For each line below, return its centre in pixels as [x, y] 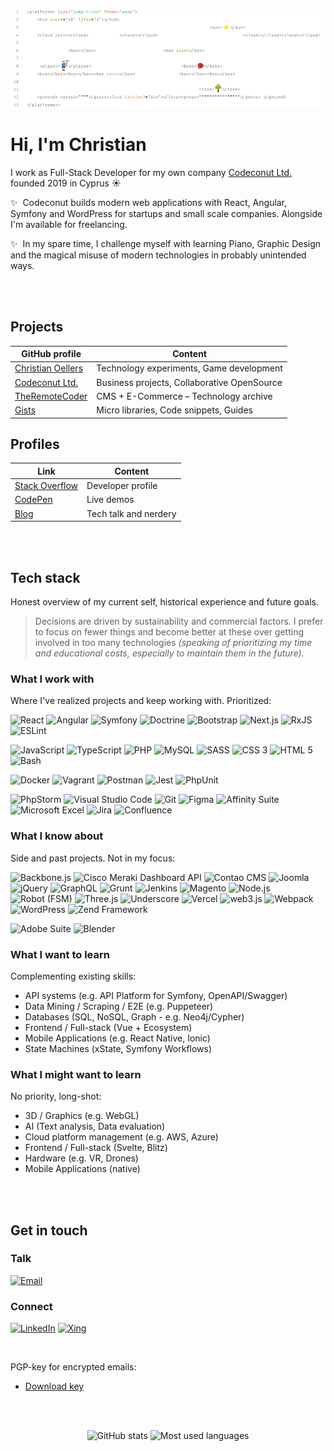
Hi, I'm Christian [78, 145]
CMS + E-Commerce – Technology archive [184, 396]
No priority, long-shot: [56, 1096]
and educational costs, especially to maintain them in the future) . [169, 653]
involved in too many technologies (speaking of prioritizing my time [173, 642]
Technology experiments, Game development [189, 368]
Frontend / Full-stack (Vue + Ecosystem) [108, 1027]
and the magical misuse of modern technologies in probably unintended [158, 255]
